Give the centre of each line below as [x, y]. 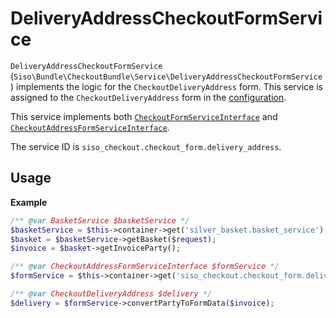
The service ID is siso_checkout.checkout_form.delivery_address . [146, 146]
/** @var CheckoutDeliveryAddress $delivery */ [111, 294]
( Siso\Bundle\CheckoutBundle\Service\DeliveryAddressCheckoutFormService [166, 76]
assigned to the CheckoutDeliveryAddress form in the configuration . [148, 97]
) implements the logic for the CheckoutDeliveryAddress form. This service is [166, 86]
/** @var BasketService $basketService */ [100, 220]
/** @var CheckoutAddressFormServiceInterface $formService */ [145, 267]
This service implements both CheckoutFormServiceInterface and [144, 116]
